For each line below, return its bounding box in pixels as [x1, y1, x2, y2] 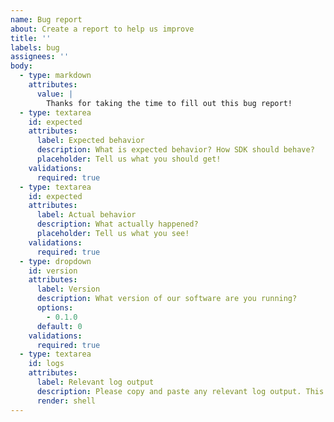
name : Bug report [10, 14, 83, 25]
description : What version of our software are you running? [36, 294, 298, 304]
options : [36, 303, 74, 313]
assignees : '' [10, 52, 70, 62]
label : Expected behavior [36, 136, 145, 146]
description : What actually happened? [36, 219, 199, 230]
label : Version [36, 284, 101, 295]
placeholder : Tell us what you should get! [36, 154, 222, 164]
